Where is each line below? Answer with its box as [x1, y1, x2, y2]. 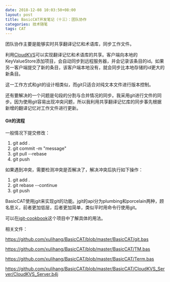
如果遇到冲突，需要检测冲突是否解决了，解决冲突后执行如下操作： [5, 167, 143, 173]
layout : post [5, 12, 33, 17]
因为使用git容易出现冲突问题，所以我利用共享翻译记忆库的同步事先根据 [14, 99, 162, 105]
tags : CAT [5, 26, 26, 32]
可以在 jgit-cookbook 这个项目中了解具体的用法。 [5, 215, 106, 222]
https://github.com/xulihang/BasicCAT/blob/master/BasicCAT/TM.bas [5, 246, 151, 252]
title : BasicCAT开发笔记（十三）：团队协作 [5, 17, 87, 22]
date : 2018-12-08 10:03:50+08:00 [5, 7, 76, 13]
